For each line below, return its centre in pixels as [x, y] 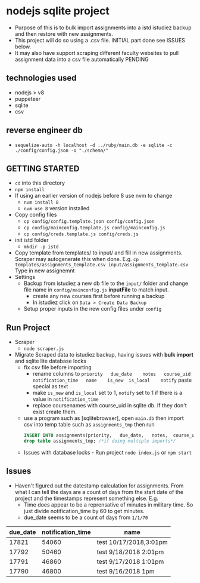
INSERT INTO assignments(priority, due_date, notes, [96, 435]
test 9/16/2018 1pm [126, 571]
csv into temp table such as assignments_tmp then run [89, 425]
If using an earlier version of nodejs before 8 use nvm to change [93, 196]
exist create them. [55, 412]
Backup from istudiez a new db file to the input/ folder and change [106, 283]
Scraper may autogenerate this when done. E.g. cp [76, 259]
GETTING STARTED [43, 168]
